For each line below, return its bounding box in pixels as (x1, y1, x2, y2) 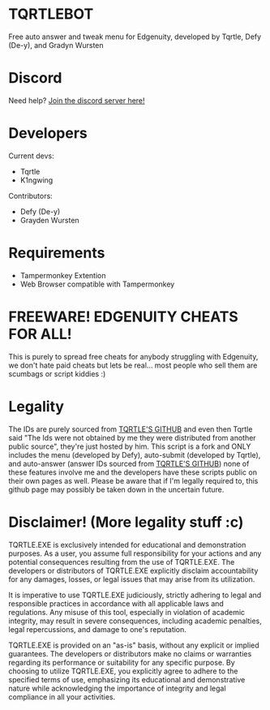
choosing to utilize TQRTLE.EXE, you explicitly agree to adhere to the (8, 666, 238, 676)
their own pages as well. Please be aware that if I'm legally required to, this (8, 475, 259, 485)
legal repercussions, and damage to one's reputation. (8, 624, 186, 634)
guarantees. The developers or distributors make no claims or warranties (8, 648, 252, 658)
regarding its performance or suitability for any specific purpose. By (8, 657, 235, 667)
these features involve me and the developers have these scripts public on (8, 467, 258, 477)
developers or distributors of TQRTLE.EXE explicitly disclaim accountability (8, 566, 259, 575)
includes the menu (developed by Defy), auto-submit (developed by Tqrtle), (8, 450, 261, 459)
